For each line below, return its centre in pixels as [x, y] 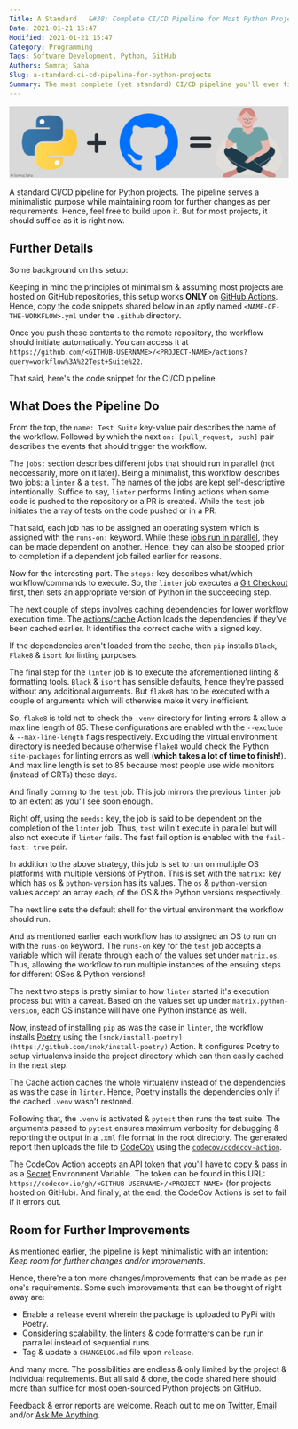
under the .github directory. [130, 315]
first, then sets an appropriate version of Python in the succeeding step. [141, 592]
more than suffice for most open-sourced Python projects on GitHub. [135, 1388]
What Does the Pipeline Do [84, 406]
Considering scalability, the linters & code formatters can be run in [143, 1333]
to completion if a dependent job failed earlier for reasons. [116, 557]
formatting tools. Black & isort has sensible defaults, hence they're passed [146, 682]
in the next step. [39, 1065]
